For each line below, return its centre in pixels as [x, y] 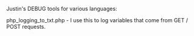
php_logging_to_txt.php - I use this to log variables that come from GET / [97, 20]
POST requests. [26, 27]
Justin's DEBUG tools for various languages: [62, 9]
